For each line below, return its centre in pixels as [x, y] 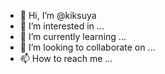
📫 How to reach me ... [66, 58]
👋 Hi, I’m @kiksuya [58, 15]
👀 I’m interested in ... [62, 26]
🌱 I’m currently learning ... [73, 36]
